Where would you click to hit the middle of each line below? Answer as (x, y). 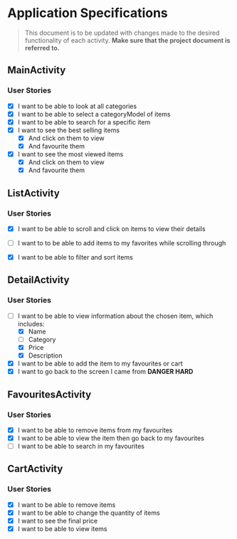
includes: (31, 324)
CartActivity (35, 469)
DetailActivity (38, 280)
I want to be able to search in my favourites (81, 446)
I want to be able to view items (62, 528)
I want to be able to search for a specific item (84, 122)
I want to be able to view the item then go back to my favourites (111, 438)
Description (45, 356)
